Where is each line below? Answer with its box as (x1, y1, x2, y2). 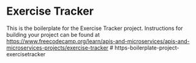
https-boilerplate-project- (114, 44, 179, 51)
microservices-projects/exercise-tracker (6, 44, 109, 51)
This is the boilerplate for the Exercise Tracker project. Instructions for (6, 24, 183, 32)
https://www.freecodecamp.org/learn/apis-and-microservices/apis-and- (6, 37, 190, 45)
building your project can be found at (6, 31, 100, 38)
